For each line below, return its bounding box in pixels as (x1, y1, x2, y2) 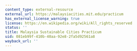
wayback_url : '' (5, 39, 38, 44)
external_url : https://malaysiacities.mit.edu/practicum (5, 12, 124, 17)
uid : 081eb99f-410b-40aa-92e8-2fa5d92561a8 (5, 34, 95, 39)
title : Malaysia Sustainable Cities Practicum (5, 30, 102, 34)
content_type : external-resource (5, 7, 73, 12)
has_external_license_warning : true (5, 16, 80, 21)
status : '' (5, 25, 27, 30)
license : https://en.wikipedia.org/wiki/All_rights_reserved (5, 20, 133, 26)
